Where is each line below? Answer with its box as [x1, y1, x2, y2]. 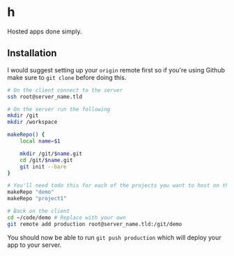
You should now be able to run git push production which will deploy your [7, 233, 221, 241]
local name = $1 [19, 138, 61, 145]
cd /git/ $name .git [19, 157, 73, 163]
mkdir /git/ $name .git [19, 150, 82, 157]
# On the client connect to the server [7, 86, 123, 94]
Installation [7, 47, 57, 59]
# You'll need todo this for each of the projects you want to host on [7, 182, 219, 189]
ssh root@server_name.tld [7, 93, 82, 100]
